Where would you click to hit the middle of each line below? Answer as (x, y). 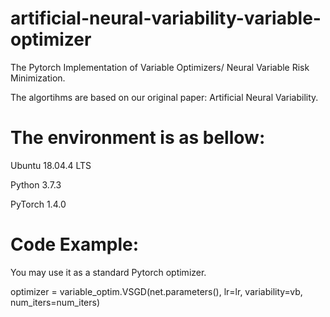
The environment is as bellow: (138, 138)
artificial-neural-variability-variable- (166, 18)
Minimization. (38, 78)
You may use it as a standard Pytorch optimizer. (108, 272)
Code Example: (75, 244)
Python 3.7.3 (36, 184)
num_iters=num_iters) (55, 302)
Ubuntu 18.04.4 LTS (51, 165)
